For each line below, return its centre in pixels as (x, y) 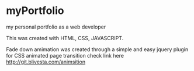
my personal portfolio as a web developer (56, 27)
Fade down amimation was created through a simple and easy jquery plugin (97, 49)
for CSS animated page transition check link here (65, 55)
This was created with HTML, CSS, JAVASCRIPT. (65, 38)
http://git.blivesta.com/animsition (46, 62)
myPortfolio (35, 11)
